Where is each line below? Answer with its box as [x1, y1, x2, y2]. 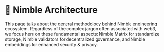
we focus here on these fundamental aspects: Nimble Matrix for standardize [5, 31, 160, 37]
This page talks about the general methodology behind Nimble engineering [5, 21, 158, 26]
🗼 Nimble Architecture [5, 4, 98, 16]
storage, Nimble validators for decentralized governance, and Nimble [5, 36, 145, 42]
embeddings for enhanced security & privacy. [5, 41, 98, 47]
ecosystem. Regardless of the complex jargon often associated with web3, [5, 26, 157, 31]
